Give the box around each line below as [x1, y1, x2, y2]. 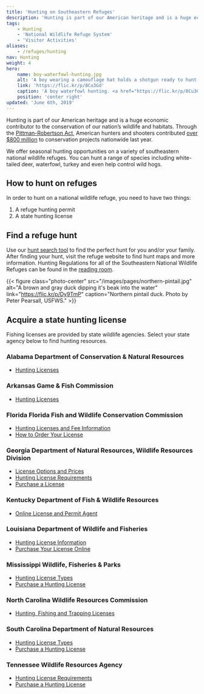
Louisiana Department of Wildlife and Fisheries [6, 525, 148, 533]
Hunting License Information [15, 539, 87, 546]
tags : [6, 20, 20, 26]
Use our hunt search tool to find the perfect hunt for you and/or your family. [6, 246, 195, 253]
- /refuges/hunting [17, 49, 67, 55]
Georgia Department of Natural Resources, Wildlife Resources [6, 446, 193, 455]
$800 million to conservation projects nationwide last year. [6, 135, 153, 143]
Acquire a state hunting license [6, 314, 127, 325]
